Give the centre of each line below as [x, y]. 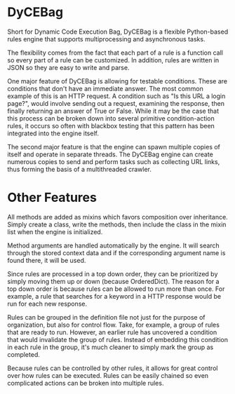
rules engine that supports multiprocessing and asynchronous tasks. [106, 39]
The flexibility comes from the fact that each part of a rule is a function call [115, 53]
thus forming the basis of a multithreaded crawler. [80, 169]
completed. [23, 354]
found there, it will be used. [47, 260]
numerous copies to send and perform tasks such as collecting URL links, [114, 161]
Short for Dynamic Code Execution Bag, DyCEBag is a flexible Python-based [118, 32]
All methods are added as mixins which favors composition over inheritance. [117, 217]
